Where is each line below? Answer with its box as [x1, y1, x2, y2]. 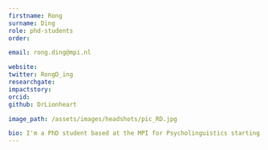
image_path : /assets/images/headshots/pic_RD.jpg [8, 115, 178, 123]
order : [8, 34, 30, 43]
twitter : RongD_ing [8, 71, 74, 79]
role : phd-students [8, 26, 74, 34]
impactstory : [8, 85, 52, 93]
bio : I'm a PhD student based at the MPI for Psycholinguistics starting [8, 129, 261, 137]
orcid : [8, 93, 30, 101]
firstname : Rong [8, 11, 63, 20]
